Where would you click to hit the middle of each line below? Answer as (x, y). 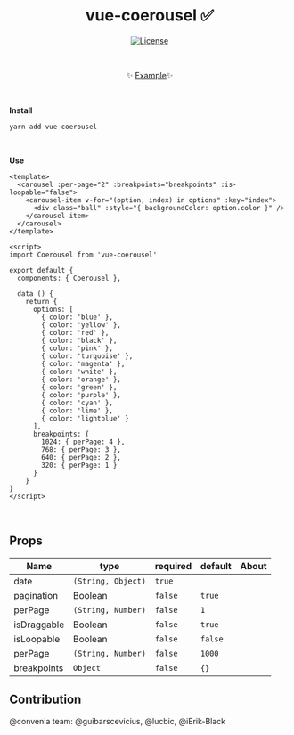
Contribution (45, 700)
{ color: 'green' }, (79, 387)
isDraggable (39, 625)
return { (41, 301)
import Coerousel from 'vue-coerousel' (83, 255)
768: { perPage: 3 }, (82, 449)
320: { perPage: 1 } (79, 465)
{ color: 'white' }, (79, 372)
